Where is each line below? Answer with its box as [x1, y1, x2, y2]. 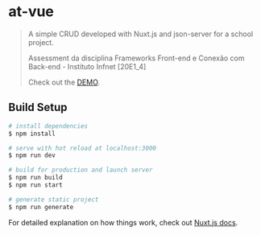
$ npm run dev [8, 151, 56, 159]
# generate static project [8, 196, 99, 204]
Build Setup [8, 101, 68, 114]
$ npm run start [8, 181, 63, 189]
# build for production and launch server [8, 166, 153, 175]
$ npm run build [8, 174, 63, 182]
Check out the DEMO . [27, 77, 101, 87]
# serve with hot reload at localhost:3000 [8, 144, 157, 152]
